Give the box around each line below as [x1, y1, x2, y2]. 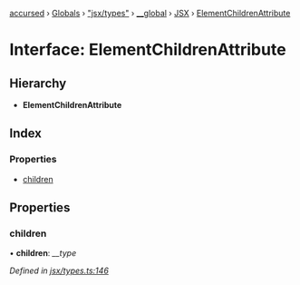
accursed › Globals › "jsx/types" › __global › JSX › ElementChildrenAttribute [9, 8, 291, 18]
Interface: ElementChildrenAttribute [9, 40, 287, 60]
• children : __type [9, 248, 77, 259]
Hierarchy [9, 75, 67, 91]
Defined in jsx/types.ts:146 [9, 265, 109, 276]
